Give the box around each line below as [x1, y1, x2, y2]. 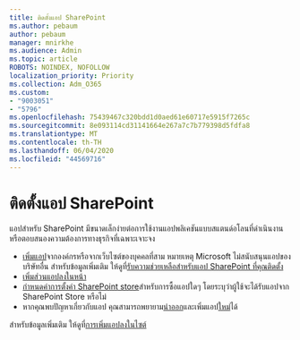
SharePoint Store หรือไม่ [21, 292, 107, 302]
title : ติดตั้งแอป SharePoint [9, 13, 106, 22]
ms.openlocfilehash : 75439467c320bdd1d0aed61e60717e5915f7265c [9, 113, 251, 122]
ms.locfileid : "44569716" [9, 154, 106, 164]
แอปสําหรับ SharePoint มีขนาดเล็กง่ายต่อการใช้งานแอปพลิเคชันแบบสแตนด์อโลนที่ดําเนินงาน [9, 223, 284, 234]
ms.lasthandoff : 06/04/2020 [9, 146, 115, 155]
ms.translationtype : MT [9, 130, 99, 139]
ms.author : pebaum [9, 21, 78, 30]
